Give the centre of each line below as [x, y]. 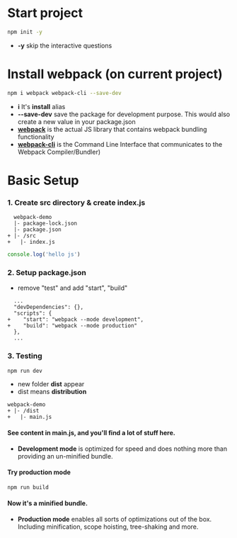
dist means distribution [52, 392]
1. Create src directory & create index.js [76, 202]
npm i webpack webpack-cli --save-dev [64, 93]
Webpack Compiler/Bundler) [59, 152]
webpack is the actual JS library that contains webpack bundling [112, 129]
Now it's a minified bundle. [48, 503]
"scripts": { [33, 313]
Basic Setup [43, 180]
